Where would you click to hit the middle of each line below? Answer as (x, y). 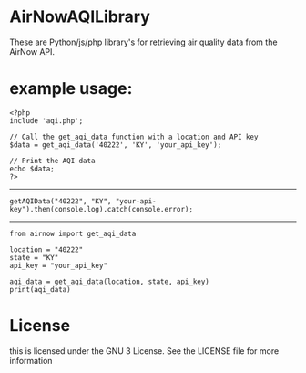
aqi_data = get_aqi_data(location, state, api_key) (109, 281)
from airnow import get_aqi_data (73, 233)
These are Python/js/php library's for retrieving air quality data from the (143, 42)
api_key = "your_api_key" (58, 265)
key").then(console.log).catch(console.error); (102, 209)
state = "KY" (34, 257)
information (31, 360)
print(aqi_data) (40, 289)
